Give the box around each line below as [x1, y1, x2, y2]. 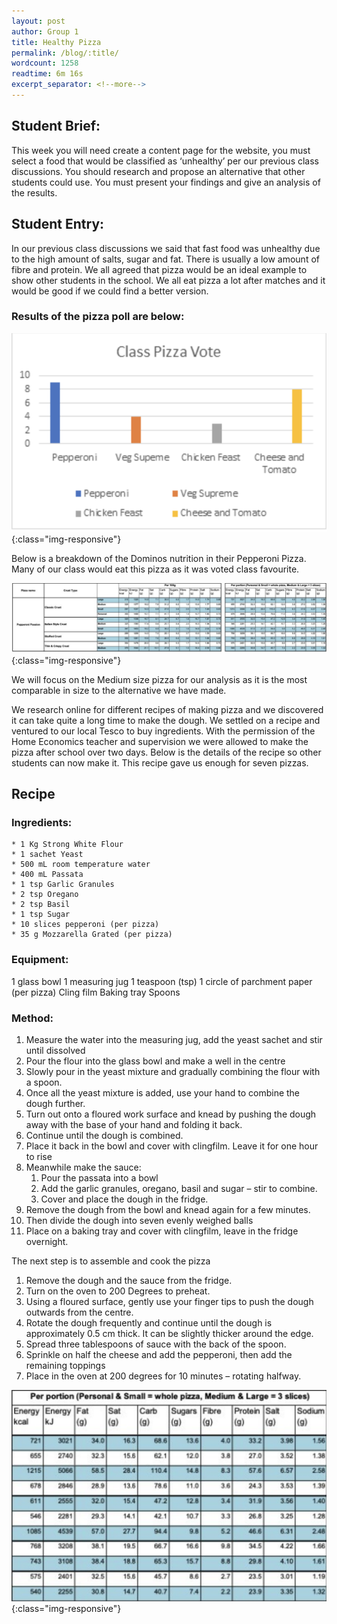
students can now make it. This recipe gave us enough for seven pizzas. [11, 756, 309, 769]
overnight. [25, 1235, 69, 1247]
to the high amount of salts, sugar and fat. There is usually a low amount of [11, 253, 320, 265]
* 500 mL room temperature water [11, 860, 151, 870]
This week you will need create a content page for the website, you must [11, 144, 311, 156]
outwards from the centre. [25, 1306, 134, 1318]
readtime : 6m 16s [11, 69, 84, 79]
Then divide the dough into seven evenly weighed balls [25, 1214, 254, 1226]
